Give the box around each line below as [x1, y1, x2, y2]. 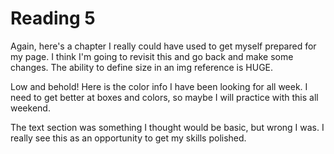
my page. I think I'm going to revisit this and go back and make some [10, 50, 294, 62]
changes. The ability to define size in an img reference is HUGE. [10, 61, 274, 73]
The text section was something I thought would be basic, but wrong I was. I [10, 121, 325, 133]
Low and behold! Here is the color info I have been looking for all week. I [10, 80, 308, 92]
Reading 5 [10, 7, 96, 30]
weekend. [10, 102, 51, 114]
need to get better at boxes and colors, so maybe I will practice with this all [10, 91, 319, 103]
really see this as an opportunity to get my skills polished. [10, 132, 247, 144]
